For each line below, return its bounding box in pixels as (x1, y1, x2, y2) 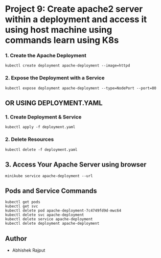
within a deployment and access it (5, 14, 147, 25)
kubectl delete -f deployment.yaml (5, 147, 78, 152)
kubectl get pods (5, 200, 41, 205)
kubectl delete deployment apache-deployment (5, 221, 99, 226)
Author (5, 234, 27, 243)
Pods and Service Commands (5, 187, 97, 195)
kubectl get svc (5, 204, 38, 209)
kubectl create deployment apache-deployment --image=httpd (5, 63, 131, 68)
